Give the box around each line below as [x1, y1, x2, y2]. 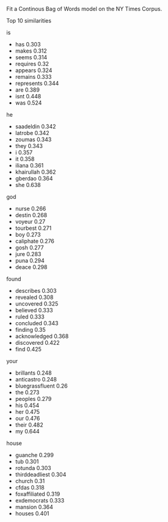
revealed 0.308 [15, 293, 54, 301]
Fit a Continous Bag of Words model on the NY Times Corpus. [6, 6, 163, 12]
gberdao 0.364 [15, 175, 53, 182]
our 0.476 [15, 415, 40, 422]
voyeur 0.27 [15, 218, 46, 225]
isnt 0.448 [15, 93, 42, 100]
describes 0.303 [15, 287, 57, 294]
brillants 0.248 [15, 369, 52, 377]
